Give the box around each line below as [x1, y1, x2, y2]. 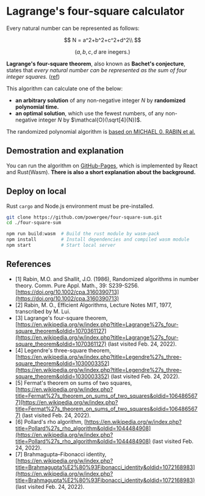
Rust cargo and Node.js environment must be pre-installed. [6, 202, 154, 210]
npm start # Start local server [6, 243, 116, 249]
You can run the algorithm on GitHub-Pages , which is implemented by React [6, 162, 198, 169]
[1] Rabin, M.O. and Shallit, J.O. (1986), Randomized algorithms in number [15, 275, 199, 282]
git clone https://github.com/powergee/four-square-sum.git [6, 214, 163, 221]
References [6, 259, 51, 269]
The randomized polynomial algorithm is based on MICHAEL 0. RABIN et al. [6, 128, 195, 135]
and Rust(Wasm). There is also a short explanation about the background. [6, 168, 196, 175]
